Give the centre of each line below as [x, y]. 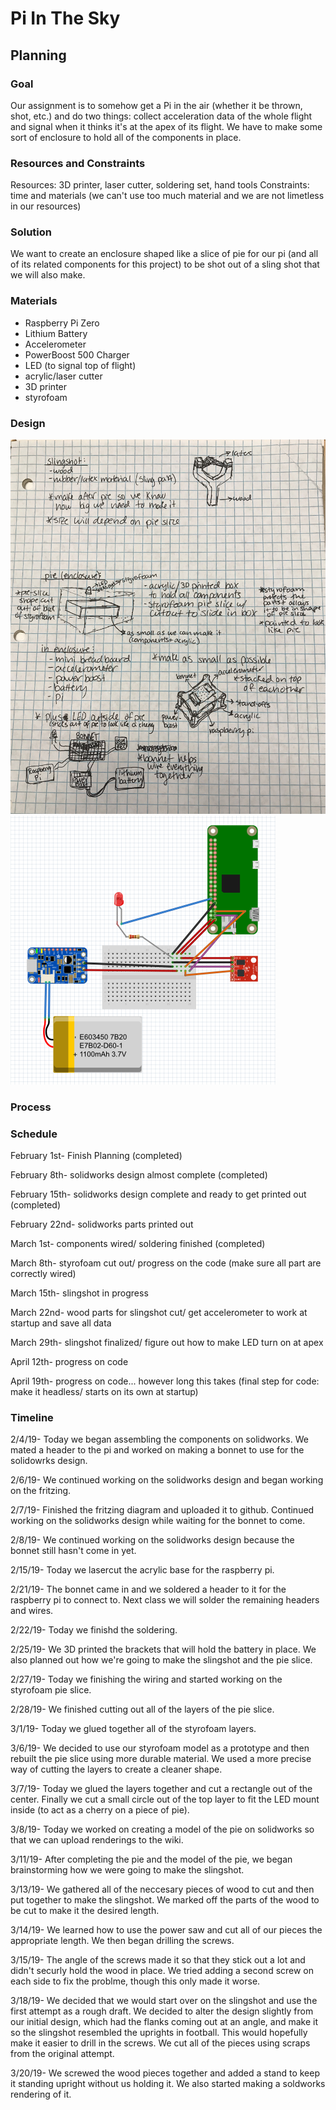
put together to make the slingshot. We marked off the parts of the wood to [165, 1900]
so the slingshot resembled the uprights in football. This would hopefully [159, 2033]
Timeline [32, 1418]
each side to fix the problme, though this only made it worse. [135, 1981]
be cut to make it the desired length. [85, 1911]
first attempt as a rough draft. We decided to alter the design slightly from [162, 2011]
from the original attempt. [62, 2054]
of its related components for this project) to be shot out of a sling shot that [165, 264]
